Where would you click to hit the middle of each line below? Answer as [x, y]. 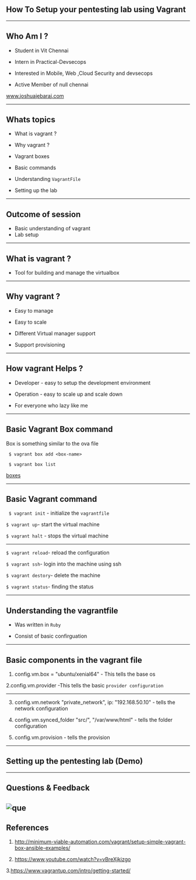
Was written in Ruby [38, 625]
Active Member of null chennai [51, 84]
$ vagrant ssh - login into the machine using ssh [64, 564]
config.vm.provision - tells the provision [62, 737]
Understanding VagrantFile [48, 179]
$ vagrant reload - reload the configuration [58, 553]
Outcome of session [43, 214]
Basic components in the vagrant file [74, 660]
